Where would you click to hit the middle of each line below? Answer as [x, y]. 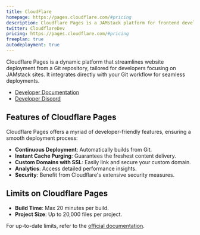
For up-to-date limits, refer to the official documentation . [75, 225]
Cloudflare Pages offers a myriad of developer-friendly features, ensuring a [99, 131]
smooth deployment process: [42, 138]
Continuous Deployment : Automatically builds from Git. [83, 149]
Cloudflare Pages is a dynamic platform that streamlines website [85, 62]
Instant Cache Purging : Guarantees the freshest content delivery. [96, 156]
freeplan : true [25, 39]
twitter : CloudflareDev [36, 28]
